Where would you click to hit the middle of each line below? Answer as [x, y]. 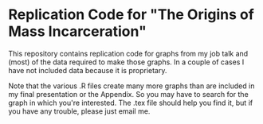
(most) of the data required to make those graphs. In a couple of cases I [126, 62]
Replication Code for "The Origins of [131, 15]
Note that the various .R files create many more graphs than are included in [131, 86]
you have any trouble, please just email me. [79, 111]
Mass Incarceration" [78, 31]
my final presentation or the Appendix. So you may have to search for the [128, 94]
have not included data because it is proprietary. [88, 70]
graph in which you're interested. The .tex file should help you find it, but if [131, 103]
